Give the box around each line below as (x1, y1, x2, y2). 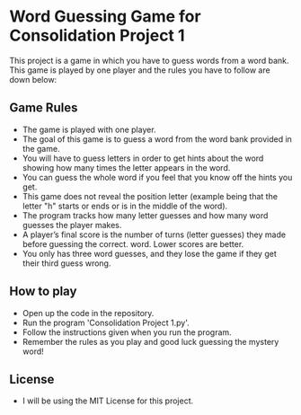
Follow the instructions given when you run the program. (22, 326, 232, 338)
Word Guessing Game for (9, 6, 201, 27)
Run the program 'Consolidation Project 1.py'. (22, 317, 190, 328)
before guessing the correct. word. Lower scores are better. (22, 238, 244, 249)
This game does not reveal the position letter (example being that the (22, 190, 279, 201)
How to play (9, 284, 77, 299)
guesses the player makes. (22, 219, 122, 230)
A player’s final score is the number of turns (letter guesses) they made (22, 229, 286, 240)
